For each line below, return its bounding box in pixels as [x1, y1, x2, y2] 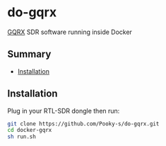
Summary [7, 48, 52, 60]
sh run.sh [7, 133, 37, 140]
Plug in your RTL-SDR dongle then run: [7, 106, 120, 115]
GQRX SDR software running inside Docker [7, 28, 133, 36]
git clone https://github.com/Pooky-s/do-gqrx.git [7, 120, 160, 128]
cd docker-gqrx [7, 127, 52, 134]
